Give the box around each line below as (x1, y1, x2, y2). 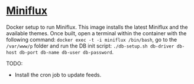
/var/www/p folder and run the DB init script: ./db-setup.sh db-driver (6, 42, 174, 49)
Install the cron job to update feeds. (14, 71, 102, 78)
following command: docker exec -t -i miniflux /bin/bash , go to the (6, 36, 177, 43)
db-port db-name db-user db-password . (19, 48, 114, 55)
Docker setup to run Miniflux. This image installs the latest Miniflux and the (6, 23, 188, 31)
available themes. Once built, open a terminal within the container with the (6, 29, 187, 36)
